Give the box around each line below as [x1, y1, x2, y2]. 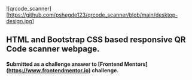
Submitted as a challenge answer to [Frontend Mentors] [6, 60, 148, 68]
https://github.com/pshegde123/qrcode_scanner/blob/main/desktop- [8, 11, 178, 18]
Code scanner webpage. [6, 44, 100, 54]
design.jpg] [6, 18, 35, 24]
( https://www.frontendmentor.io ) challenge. [6, 66, 119, 73]
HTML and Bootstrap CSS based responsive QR [6, 35, 186, 45]
